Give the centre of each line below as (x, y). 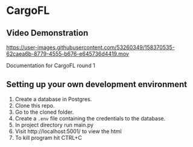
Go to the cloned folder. (44, 112)
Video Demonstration (47, 33)
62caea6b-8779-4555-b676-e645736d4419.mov (68, 54)
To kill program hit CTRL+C (49, 137)
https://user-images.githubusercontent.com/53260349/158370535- (90, 47)
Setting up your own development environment (97, 84)
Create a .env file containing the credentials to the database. (90, 118)
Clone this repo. (35, 105)
